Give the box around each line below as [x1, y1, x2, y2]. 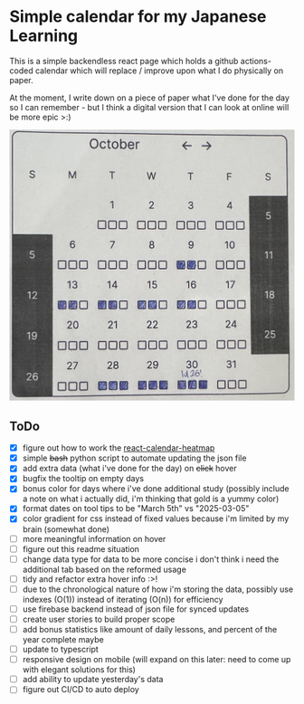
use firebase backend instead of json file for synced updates [22, 604, 250, 614]
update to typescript [22, 644, 100, 655]
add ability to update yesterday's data [22, 674, 164, 685]
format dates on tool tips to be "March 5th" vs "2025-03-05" [22, 503, 250, 514]
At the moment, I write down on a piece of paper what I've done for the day [9, 92, 290, 103]
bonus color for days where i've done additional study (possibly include [22, 483, 290, 494]
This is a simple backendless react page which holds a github [9, 55, 239, 66]
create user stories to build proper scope [22, 614, 176, 624]
